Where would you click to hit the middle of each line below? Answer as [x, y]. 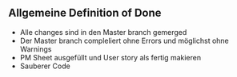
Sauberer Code [45, 66]
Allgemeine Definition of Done [85, 13]
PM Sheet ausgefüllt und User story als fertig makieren [110, 57]
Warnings [36, 49]
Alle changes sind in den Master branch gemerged [103, 32]
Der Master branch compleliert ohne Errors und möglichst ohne [125, 40]
